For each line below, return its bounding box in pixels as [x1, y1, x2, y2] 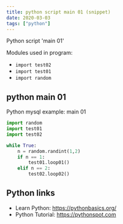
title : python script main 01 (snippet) [6, 9, 111, 15]
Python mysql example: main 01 [6, 108, 86, 115]
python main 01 [6, 91, 66, 102]
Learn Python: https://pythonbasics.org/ [15, 204, 117, 212]
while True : [6, 142, 37, 149]
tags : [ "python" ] [6, 20, 51, 26]
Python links [6, 188, 55, 198]
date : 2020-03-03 [6, 15, 51, 21]
